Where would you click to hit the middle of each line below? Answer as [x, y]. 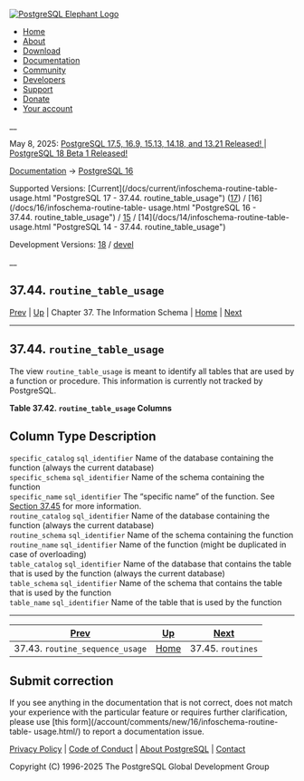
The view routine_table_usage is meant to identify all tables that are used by [152, 371]
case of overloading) [48, 554]
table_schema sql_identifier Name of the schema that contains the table [146, 583]
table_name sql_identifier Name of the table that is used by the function [146, 603]
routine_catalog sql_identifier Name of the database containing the [139, 516]
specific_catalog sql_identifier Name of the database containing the [142, 458]
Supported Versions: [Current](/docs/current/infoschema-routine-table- [144, 188]
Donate [36, 99]
